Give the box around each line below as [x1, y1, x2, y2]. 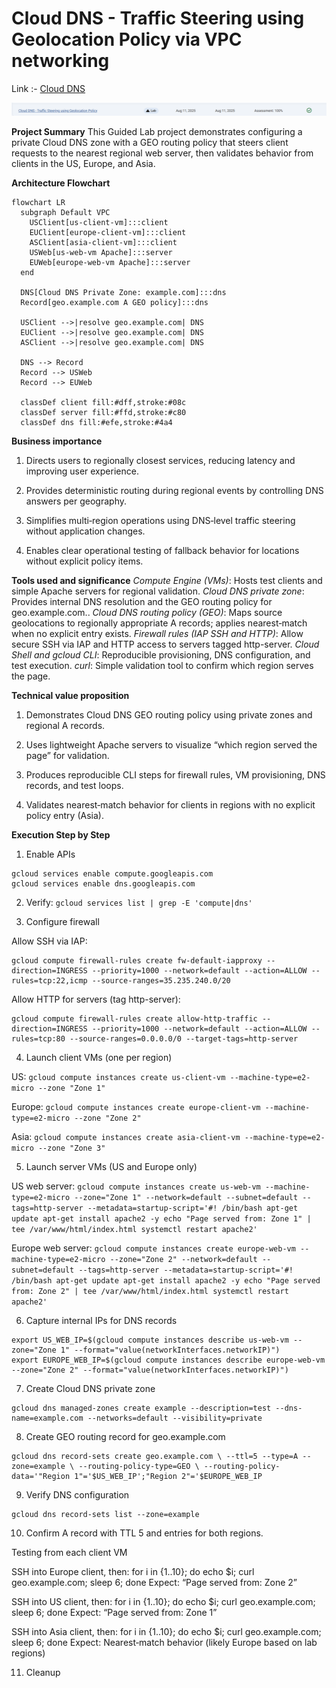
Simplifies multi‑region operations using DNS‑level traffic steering [25, 514, 296, 526]
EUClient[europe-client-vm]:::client [29, 227, 187, 237]
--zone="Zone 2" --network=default [109, 1254, 258, 1264]
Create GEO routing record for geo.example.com [25, 1430, 226, 1442]
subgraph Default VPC [20, 207, 111, 217]
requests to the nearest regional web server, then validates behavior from [11, 147, 314, 159]
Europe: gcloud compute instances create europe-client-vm [11, 1100, 261, 1112]
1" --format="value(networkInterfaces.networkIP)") [60, 1345, 281, 1355]
